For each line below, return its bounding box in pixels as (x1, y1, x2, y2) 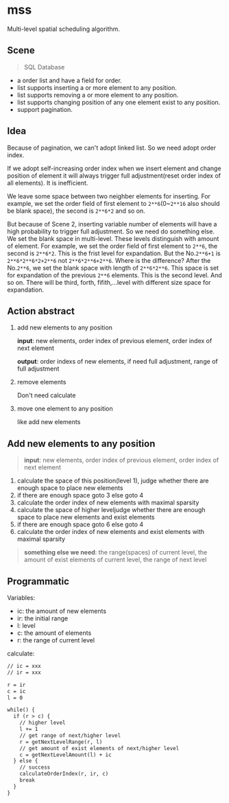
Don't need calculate (16, 391, 76, 399)
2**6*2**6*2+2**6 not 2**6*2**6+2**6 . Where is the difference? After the (7, 256, 211, 264)
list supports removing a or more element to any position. (16, 91, 179, 99)
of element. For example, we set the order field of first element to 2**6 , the (7, 242, 218, 250)
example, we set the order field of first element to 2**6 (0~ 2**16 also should (7, 199, 220, 207)
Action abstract (7, 305, 75, 317)
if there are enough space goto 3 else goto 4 (16, 491, 144, 500)
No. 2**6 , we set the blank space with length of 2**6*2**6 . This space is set (7, 264, 219, 272)
